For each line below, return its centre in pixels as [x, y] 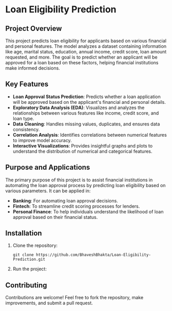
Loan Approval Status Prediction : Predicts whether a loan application [87, 97]
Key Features [27, 84]
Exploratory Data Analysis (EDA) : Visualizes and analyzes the [79, 107]
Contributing [26, 285]
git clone [23, 255]
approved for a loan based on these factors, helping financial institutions [82, 62]
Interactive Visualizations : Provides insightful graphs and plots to [83, 145]
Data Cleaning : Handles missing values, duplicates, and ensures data [86, 124]
